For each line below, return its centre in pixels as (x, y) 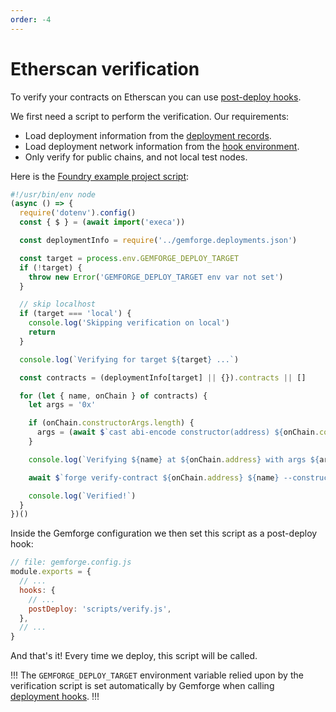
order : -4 (31, 19)
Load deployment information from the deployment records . (148, 135)
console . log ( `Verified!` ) (82, 496)
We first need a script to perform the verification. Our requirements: (150, 116)
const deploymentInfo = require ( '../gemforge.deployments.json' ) (158, 241)
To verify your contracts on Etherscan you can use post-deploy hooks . (156, 97)
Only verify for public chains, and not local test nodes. (136, 157)
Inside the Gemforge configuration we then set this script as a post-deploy (164, 533)
